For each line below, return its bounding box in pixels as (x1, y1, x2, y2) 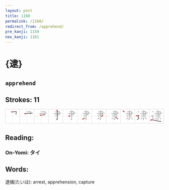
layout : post (5, 8, 33, 13)
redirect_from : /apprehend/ (5, 24, 64, 29)
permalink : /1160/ (5, 19, 44, 24)
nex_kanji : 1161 (5, 35, 39, 40)
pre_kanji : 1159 (5, 29, 39, 35)
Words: (5, 165, 29, 173)
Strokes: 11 (5, 95, 40, 104)
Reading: (5, 133, 34, 142)
